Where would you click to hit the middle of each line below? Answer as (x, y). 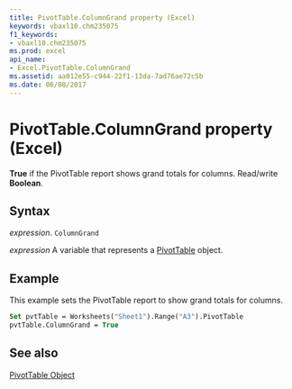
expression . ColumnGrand (54, 233)
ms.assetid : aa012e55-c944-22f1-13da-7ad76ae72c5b (106, 77)
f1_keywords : (34, 34)
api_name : (28, 59)
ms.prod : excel (38, 51)
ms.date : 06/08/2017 (48, 85)
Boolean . (26, 183)
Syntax (30, 211)
